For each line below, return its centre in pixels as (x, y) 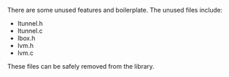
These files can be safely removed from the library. (81, 66)
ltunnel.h (30, 23)
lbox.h (26, 38)
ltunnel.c (30, 31)
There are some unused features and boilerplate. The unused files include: (115, 10)
